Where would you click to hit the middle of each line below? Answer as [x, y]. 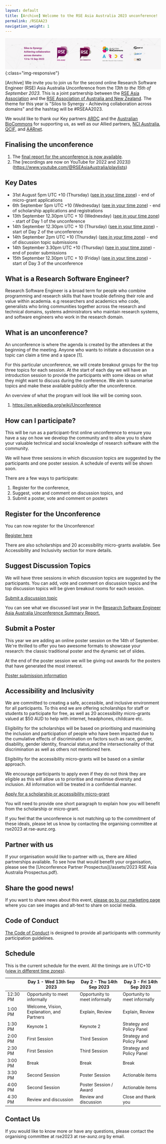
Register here [19, 535]
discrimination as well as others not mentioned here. [58, 749]
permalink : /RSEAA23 [26, 21]
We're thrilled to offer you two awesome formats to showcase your [73, 646]
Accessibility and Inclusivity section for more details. [59, 550]
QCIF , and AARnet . [24, 129]
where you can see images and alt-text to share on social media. [71, 905]
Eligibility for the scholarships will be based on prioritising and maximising [80, 728]
